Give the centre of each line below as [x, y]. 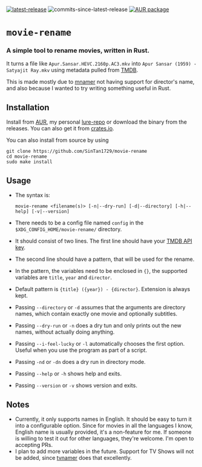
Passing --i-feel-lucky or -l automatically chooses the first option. [100, 344]
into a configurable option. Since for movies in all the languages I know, [104, 425]
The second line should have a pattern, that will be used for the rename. [105, 259]
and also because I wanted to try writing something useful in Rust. [89, 89]
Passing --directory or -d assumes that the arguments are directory [100, 307]
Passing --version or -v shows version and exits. [76, 386]
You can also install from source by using [57, 140]
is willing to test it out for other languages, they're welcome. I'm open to [104, 438]
